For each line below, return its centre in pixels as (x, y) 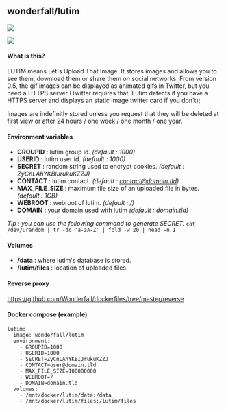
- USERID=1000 (39, 353)
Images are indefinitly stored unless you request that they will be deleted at (113, 114)
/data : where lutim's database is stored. (74, 261)
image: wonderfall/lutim (49, 335)
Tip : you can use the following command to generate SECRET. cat (101, 224)
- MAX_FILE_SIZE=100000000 (58, 371)
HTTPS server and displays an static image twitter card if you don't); (104, 101)
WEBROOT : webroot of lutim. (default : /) (76, 203)
